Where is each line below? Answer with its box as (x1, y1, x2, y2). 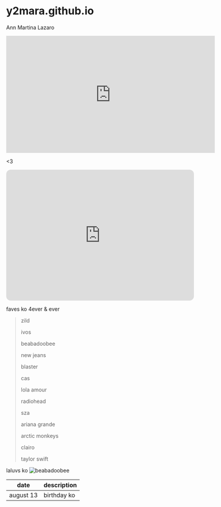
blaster (20, 363, 38, 370)
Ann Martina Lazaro (6, 24, 55, 31)
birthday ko (43, 491, 76, 499)
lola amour (20, 386, 47, 393)
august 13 (9, 491, 38, 499)
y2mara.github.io (6, 4, 94, 18)
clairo (20, 443, 35, 450)
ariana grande (20, 421, 55, 428)
